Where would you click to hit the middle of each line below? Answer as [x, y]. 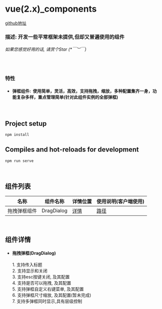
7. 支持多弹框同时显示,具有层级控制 [47, 301]
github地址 [16, 23]
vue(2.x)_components [51, 9]
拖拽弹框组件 [22, 211]
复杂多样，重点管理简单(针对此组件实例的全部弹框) [67, 97]
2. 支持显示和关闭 [30, 271]
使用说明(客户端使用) [121, 201]
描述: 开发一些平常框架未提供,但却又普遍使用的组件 [65, 37]
